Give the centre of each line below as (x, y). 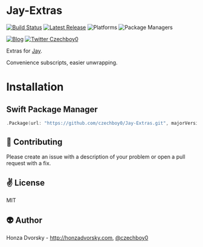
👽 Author (24, 220)
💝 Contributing (34, 142)
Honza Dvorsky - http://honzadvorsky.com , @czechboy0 (77, 238)
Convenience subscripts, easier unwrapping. (62, 62)
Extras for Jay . (24, 51)
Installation (35, 87)
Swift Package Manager (52, 109)
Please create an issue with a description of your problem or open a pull (96, 156)
